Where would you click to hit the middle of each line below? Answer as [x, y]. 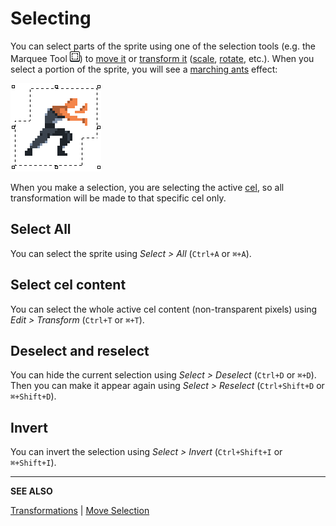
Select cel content [68, 285]
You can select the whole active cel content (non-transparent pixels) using [164, 309]
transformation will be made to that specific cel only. [118, 198]
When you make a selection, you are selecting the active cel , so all [147, 187]
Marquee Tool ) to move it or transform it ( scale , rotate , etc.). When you [162, 58]
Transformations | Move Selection [80, 511]
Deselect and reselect [80, 350]
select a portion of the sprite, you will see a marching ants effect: [144, 69]
